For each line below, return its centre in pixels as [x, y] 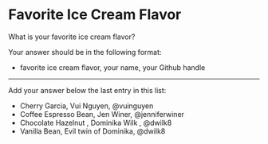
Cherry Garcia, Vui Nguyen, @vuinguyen [87, 106]
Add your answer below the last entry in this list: [87, 90]
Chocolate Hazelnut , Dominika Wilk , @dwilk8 [96, 123]
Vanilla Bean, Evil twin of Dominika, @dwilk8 [93, 131]
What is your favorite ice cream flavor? [72, 37]
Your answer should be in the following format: [85, 52]
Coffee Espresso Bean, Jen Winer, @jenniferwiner [102, 114]
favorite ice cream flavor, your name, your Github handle [112, 67]
